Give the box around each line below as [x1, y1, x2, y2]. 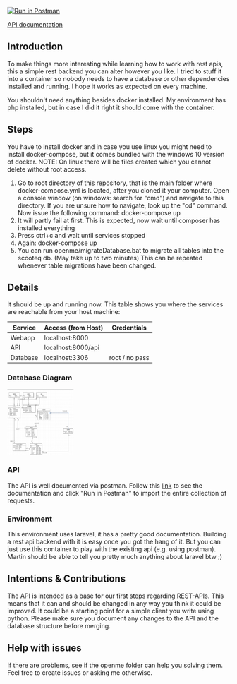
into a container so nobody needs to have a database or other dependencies [7, 74, 230, 83]
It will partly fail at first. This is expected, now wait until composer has [17, 216, 221, 224]
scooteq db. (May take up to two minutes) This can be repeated [17, 253, 203, 262]
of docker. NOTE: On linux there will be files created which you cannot [7, 157, 212, 166]
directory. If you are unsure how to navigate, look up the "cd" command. [17, 201, 228, 210]
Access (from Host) [44, 323, 104, 332]
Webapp [10, 334, 35, 342]
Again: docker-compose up [17, 239, 97, 247]
